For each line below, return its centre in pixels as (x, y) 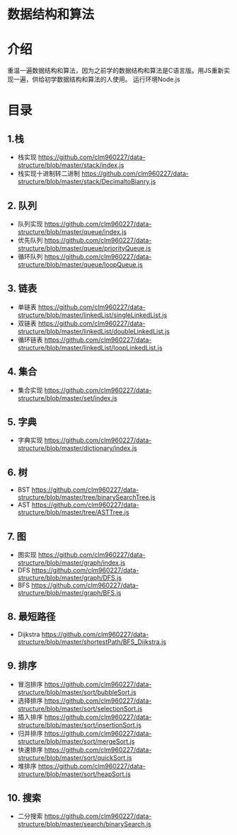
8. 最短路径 (31, 617)
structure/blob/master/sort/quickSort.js (75, 757)
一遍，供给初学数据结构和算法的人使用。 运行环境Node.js (97, 79)
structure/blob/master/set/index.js (68, 398)
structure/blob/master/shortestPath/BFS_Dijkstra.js (92, 642)
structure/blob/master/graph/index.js (71, 563)
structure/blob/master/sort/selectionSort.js (80, 708)
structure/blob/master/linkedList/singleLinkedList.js (92, 315)
